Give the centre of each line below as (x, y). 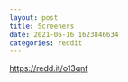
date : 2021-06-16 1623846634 (64, 34)
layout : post (34, 18)
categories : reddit (46, 43)
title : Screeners (42, 26)
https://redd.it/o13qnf (49, 68)
